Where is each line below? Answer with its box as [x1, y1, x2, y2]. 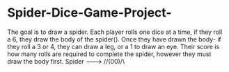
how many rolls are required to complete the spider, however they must [7, 50, 212, 58]
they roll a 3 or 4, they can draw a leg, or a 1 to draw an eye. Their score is [7, 42, 220, 51]
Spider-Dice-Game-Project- [7, 5, 172, 21]
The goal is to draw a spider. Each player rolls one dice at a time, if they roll [7, 28, 223, 36]
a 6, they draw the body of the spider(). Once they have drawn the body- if [7, 35, 221, 43]
